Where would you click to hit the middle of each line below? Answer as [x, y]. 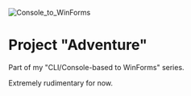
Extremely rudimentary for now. [61, 83]
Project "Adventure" [78, 45]
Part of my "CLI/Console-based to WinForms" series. [96, 67]
